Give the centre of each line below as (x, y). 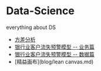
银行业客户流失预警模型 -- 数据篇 (55, 54)
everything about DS (31, 27)
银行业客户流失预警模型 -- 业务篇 (55, 47)
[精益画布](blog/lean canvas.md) (54, 62)
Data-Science (40, 11)
